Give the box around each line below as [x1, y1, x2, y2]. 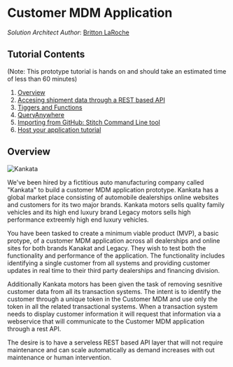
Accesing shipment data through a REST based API [17, 95, 166, 104]
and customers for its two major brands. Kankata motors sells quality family [7, 200, 225, 208]
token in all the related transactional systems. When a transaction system [7, 302, 218, 310]
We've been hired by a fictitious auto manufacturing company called [7, 178, 204, 187]
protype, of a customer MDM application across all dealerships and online [7, 236, 220, 245]
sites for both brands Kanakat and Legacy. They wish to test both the [7, 243, 206, 252]
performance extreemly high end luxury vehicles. [7, 215, 149, 224]
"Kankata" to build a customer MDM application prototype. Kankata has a [7, 185, 219, 194]
